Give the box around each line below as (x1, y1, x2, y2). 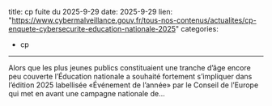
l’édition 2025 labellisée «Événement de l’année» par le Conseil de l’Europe (8, 80, 259, 90)
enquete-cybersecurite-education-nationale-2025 (8, 24, 176, 33)
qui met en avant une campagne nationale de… (8, 89, 165, 98)
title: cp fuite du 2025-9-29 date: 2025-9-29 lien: (8, 7, 172, 16)
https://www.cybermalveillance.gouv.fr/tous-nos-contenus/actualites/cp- (11, 15, 257, 25)
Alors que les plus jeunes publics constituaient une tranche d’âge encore (8, 63, 251, 72)
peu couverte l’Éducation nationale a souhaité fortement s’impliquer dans (8, 72, 253, 81)
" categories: (175, 24, 219, 33)
